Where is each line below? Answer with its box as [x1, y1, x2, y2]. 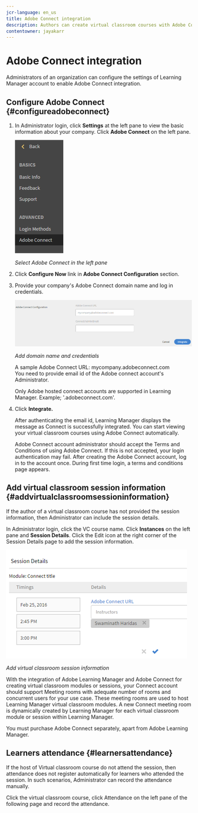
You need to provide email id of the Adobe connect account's [14, 370, 164, 377]
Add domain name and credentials [14, 352, 99, 359]
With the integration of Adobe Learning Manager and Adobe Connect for [6, 676, 183, 683]
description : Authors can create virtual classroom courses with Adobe [6, 22, 186, 28]
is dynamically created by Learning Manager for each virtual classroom [6, 707, 179, 714]
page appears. [14, 466, 50, 473]
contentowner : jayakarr [6, 28, 65, 34]
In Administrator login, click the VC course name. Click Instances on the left [6, 525, 190, 532]
